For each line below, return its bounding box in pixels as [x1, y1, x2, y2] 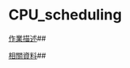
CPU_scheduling [8, 6, 122, 24]
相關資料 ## [8, 50, 46, 60]
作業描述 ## [8, 33, 46, 43]
